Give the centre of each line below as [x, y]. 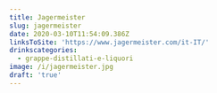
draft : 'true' [36, 75]
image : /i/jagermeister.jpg [62, 67]
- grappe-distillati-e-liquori [75, 58]
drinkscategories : [43, 50]
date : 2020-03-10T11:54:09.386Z [69, 34]
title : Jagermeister [48, 17]
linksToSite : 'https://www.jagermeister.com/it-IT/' [109, 42]
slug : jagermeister [46, 26]
